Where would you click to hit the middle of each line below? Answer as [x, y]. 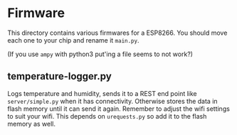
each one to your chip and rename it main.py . [73, 40]
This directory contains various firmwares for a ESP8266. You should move [117, 33]
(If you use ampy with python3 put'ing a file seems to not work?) [100, 54]
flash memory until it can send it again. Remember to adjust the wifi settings [118, 109]
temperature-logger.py [59, 76]
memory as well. [31, 124]
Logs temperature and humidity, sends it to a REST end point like [102, 93]
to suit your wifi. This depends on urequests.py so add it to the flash [107, 116]
